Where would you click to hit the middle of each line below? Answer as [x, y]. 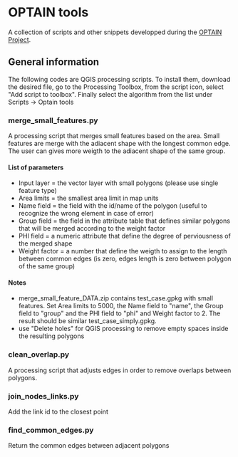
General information [53, 62]
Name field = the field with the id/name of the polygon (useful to [113, 206]
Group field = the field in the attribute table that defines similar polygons [124, 221]
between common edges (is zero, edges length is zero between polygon [125, 259]
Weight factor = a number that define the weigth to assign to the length [123, 251]
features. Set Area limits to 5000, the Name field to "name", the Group [121, 306]
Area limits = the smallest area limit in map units [88, 198]
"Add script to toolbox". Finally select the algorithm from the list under [110, 94]
